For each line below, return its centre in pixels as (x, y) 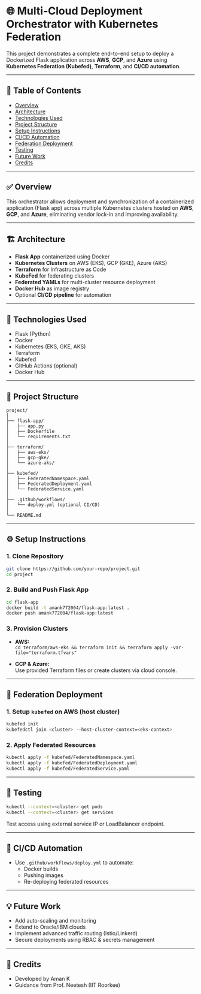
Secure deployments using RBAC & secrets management (85, 940)
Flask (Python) (33, 334)
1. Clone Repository (35, 556)
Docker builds (41, 869)
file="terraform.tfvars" (46, 653)
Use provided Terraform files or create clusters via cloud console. (96, 670)
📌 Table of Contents (44, 91)
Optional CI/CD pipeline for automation (63, 295)
